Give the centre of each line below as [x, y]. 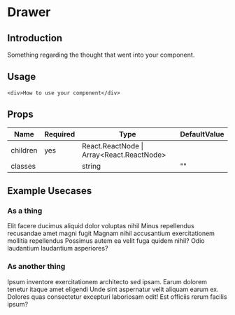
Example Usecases [50, 191]
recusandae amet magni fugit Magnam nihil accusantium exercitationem [111, 233]
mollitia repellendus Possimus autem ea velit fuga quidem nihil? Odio [106, 241]
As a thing [25, 211]
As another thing [36, 267]
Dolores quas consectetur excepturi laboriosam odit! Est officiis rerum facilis [117, 296]
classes [23, 166]
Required [60, 134]
